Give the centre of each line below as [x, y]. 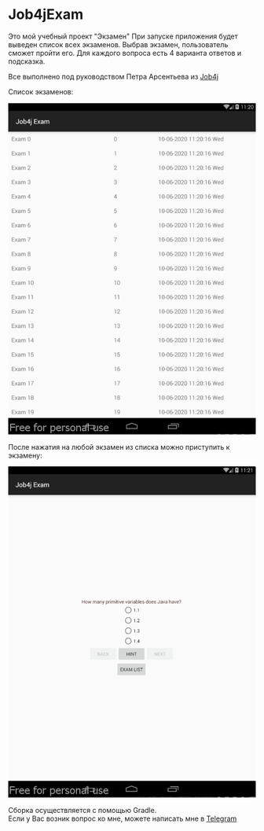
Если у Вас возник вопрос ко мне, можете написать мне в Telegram [123, 818]
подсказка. [27, 61]
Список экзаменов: [41, 91]
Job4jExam [46, 15]
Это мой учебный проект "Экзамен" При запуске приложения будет [123, 36]
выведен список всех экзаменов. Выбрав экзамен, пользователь [118, 44]
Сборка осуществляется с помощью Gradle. [82, 811]
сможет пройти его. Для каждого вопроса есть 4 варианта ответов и [125, 53]
